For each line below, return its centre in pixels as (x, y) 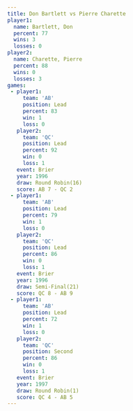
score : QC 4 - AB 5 (45, 397)
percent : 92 (40, 150)
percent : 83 (40, 111)
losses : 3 (28, 79)
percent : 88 (31, 66)
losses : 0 (28, 46)
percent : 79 (40, 215)
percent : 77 (31, 33)
